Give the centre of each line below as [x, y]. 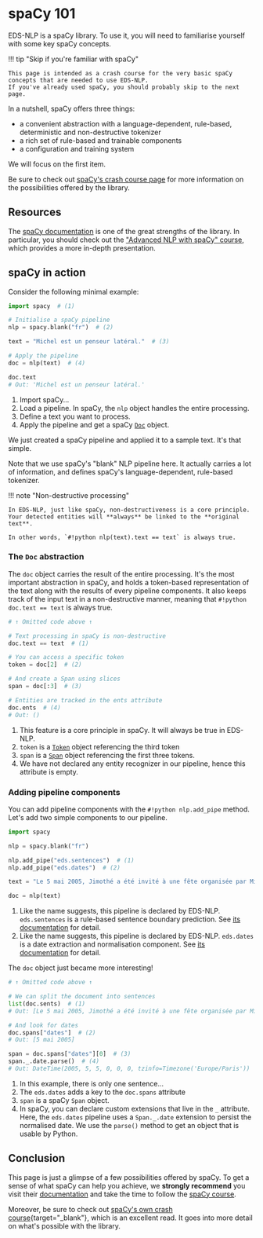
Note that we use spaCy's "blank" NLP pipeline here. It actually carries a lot [130, 463]
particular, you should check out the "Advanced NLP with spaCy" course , [126, 240]
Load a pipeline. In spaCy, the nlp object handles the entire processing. [134, 408]
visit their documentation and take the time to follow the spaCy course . [122, 1194]
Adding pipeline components [64, 792]
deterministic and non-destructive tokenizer [90, 132]
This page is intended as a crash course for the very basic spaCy [121, 73]
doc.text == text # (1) [49, 643]
